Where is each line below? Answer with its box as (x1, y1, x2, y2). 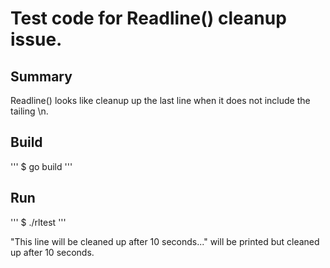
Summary (10, 68, 73, 85)
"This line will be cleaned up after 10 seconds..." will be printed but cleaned (10, 235, 320, 247)
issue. (10, 28, 63, 51)
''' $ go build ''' (10, 160, 73, 172)
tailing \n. (10, 105, 49, 117)
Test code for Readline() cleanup (10, 7, 287, 30)
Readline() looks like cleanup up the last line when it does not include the (10, 95, 311, 106)
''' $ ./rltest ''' (10, 216, 67, 228)
